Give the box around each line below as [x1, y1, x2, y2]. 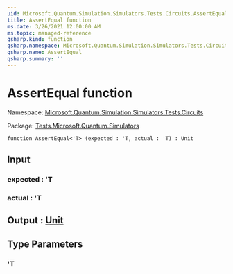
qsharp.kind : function [7, 36, 73, 43]
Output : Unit [7, 214, 64, 226]
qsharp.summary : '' [7, 55, 64, 62]
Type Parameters [7, 238, 83, 250]
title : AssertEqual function [7, 17, 92, 24]
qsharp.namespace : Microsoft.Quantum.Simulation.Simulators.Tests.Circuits [7, 42, 231, 49]
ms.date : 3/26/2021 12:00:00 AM [7, 23, 101, 30]
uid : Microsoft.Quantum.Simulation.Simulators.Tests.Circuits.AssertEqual [7, 10, 228, 17]
